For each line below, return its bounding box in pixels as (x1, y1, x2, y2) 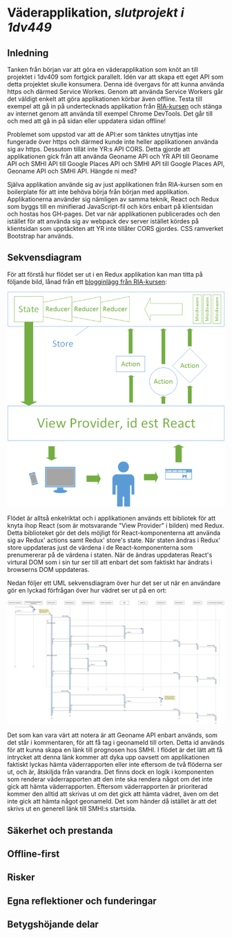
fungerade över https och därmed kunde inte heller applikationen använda (7, 138, 219, 146)
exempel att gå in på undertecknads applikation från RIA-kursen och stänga (7, 102, 222, 110)
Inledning (7, 47, 49, 59)
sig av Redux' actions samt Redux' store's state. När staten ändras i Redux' (7, 536, 221, 544)
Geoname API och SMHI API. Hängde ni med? (7, 167, 137, 175)
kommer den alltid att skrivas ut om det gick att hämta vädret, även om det (7, 790, 219, 798)
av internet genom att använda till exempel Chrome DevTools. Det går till (7, 109, 213, 118)
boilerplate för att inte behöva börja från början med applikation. (7, 188, 190, 196)
